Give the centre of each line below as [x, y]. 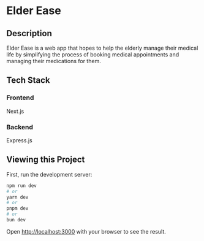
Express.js [19, 140]
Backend [20, 127]
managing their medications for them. [54, 61]
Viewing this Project [46, 160]
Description [29, 33]
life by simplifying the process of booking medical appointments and [93, 55]
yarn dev [17, 197]
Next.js [15, 111]
